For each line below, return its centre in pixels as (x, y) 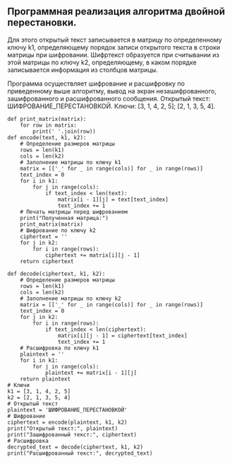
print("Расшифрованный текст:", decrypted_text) (80, 453)
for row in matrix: (49, 125)
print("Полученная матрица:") (65, 218)
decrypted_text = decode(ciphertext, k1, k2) (75, 447)
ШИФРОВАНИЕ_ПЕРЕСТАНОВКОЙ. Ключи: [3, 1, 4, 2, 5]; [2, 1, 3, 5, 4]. (111, 106)
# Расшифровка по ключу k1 (60, 348)
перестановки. (42, 23)
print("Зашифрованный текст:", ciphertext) (72, 434)
